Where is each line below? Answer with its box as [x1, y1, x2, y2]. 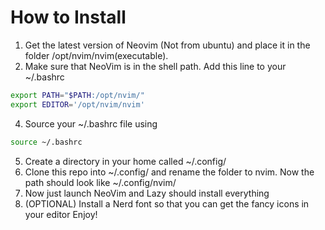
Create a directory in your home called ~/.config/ [24, 155, 227, 167]
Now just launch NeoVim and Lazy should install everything [24, 187, 270, 199]
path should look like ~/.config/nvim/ [24, 176, 177, 188]
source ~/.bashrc [10, 137, 83, 147]
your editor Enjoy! [24, 208, 98, 220]
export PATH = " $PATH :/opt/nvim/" [10, 90, 145, 100]
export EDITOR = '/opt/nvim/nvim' [10, 99, 145, 110]
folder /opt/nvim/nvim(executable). [24, 49, 169, 61]
